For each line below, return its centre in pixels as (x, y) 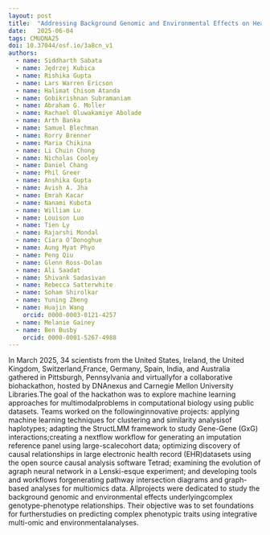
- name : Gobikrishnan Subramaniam (73, 98)
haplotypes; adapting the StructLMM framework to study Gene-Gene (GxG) (133, 429)
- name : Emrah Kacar (50, 195)
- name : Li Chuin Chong (55, 150)
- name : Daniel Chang (52, 166)
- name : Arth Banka (48, 121)
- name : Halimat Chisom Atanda (68, 91)
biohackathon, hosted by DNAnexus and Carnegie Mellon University (121, 386)
